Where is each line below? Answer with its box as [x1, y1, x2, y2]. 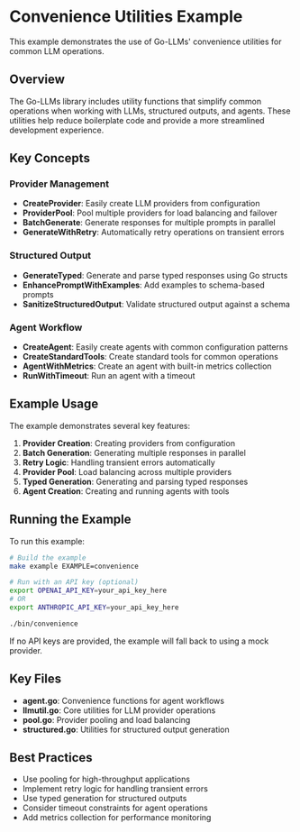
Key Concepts [9, 151, 90, 166]
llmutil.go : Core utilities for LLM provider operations [22, 705, 216, 716]
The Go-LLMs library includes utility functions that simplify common [9, 96, 262, 106]
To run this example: [9, 535, 86, 546]
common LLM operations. [9, 45, 105, 56]
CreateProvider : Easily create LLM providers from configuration [22, 198, 260, 209]
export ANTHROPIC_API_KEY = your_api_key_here [9, 603, 179, 612]
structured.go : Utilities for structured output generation [22, 724, 230, 735]
